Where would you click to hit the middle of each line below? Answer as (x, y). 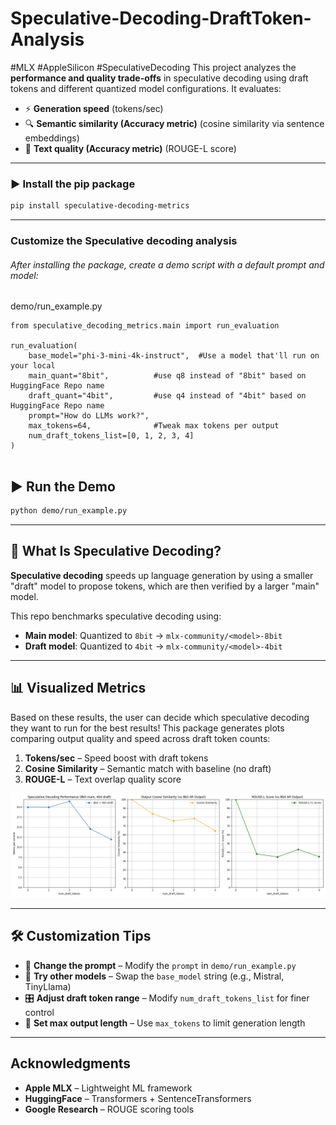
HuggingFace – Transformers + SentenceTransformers (138, 1098)
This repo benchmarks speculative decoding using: (116, 616)
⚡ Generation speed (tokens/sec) (94, 108)
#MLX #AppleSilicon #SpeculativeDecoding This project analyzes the (153, 67)
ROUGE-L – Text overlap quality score (103, 779)
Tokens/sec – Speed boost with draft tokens (116, 758)
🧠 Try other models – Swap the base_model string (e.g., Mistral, (154, 976)
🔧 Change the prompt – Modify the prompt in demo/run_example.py (160, 965)
